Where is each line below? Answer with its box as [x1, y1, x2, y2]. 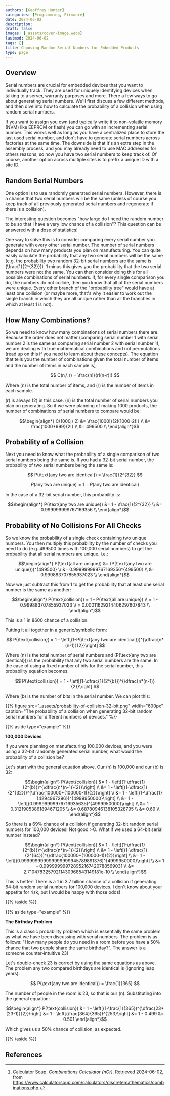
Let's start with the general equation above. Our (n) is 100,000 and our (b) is [5, 764, 164, 770]
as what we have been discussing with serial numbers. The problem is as [5, 934, 158, 940]
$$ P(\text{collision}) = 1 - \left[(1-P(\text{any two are [6, 637, 117, 643]
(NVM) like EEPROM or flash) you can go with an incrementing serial [5, 124, 148, 130]
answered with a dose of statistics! [5, 226, 78, 233]
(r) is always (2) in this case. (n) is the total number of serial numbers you [5, 397, 158, 403]
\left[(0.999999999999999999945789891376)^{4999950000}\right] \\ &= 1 [6, 858, 164, 864]
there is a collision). [5, 206, 46, 212]
